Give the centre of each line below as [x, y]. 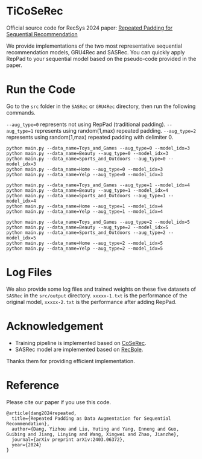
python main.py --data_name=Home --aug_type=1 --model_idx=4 [85, 206]
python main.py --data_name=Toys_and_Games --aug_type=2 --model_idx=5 [98, 222]
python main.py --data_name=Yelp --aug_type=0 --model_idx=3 [85, 174]
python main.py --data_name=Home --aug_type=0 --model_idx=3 [85, 169]
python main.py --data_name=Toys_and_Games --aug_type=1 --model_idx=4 [98, 185]
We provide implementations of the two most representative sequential [94, 46]
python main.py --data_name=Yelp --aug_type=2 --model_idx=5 [85, 248]
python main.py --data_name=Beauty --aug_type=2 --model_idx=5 [87, 227]
